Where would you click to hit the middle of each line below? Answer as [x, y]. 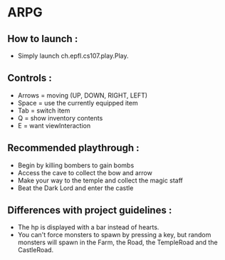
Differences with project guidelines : [90, 210]
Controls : [30, 78]
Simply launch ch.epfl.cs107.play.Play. [73, 56]
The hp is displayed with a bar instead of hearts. [88, 227]
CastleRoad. [36, 250]
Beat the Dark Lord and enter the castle [75, 188]
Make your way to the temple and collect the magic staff [100, 180]
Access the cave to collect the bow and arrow [85, 172]
